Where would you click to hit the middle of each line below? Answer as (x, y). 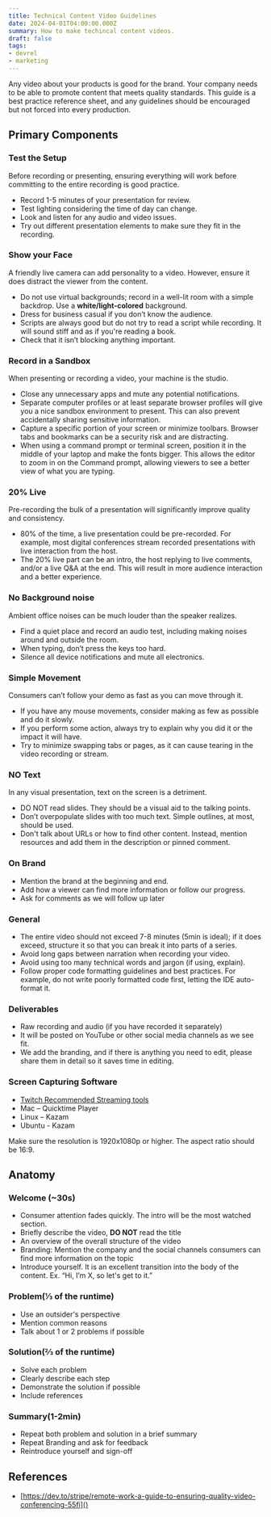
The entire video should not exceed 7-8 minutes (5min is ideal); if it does (141, 936)
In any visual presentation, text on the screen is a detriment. (108, 792)
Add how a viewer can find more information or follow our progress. (133, 889)
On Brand (27, 864)
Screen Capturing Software (63, 1082)
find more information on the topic (77, 1259)
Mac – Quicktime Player (59, 1108)
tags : (17, 46)
